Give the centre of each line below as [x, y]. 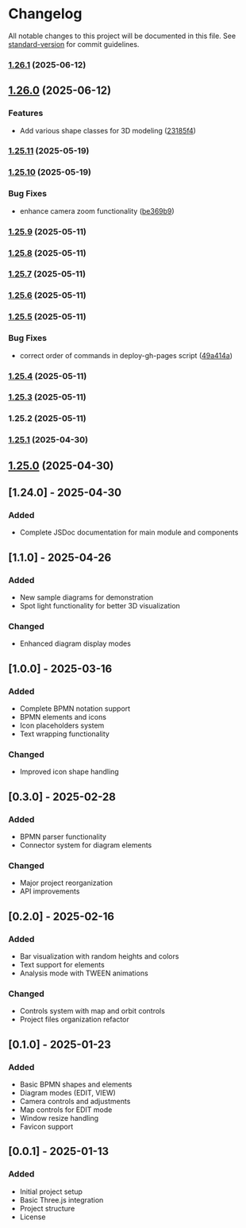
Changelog [45, 14]
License [33, 1217]
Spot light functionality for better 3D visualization [100, 606]
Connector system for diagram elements [86, 845]
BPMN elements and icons [63, 717]
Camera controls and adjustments [75, 1101]
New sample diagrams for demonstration [86, 597]
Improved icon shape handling [69, 772]
